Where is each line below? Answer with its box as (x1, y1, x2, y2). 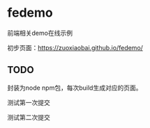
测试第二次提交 (7, 113, 50, 121)
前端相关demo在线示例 (7, 29, 73, 37)
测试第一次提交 (7, 98, 50, 106)
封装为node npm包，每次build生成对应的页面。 (7, 83, 142, 92)
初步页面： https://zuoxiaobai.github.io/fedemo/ (7, 43, 143, 51)
